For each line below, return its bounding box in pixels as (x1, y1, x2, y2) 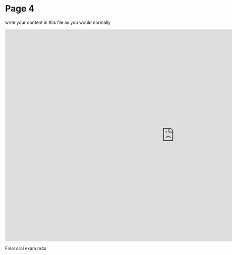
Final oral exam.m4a (5, 245, 47, 251)
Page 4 (5, 3, 35, 14)
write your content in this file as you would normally (5, 19, 111, 25)
